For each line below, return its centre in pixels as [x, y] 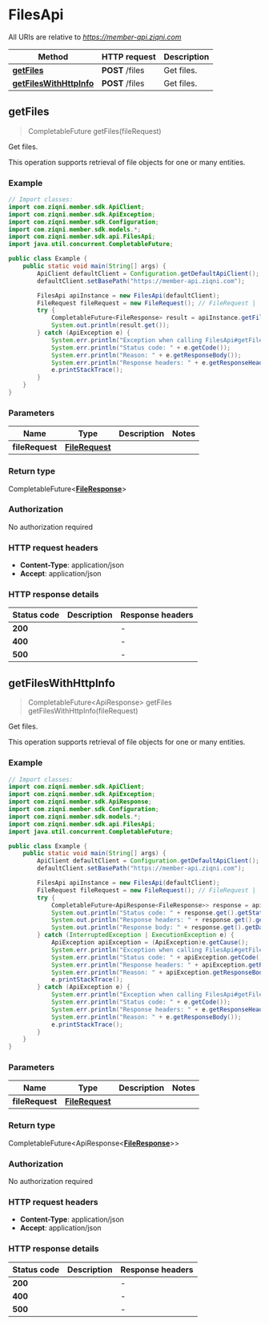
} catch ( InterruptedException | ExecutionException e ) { [136, 935]
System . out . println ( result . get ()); [110, 325]
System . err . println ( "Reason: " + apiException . [132, 972]
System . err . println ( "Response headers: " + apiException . [150, 965]
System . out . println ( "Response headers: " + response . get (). [153, 920]
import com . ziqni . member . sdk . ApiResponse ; [80, 802]
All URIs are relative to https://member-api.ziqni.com [95, 37]
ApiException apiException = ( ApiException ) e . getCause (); [150, 943]
